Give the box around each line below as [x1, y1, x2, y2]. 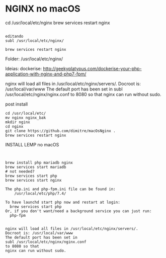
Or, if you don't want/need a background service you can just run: [5, 208, 152, 214]
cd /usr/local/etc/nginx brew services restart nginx [5, 20, 110, 26]
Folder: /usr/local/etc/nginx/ [5, 56, 63, 62]
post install [5, 101, 28, 107]
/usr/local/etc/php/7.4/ [14, 191, 66, 196]
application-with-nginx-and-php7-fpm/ [5, 71, 87, 77]
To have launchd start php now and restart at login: [5, 200, 121, 205]
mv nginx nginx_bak [5, 115, 46, 120]
